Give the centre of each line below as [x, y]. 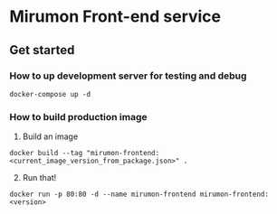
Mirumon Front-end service [115, 17]
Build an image [50, 136]
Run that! [39, 178]
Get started [42, 50]
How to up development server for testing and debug [128, 76]
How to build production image [78, 116]
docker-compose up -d [50, 94]
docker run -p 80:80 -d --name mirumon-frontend [103, 195]
